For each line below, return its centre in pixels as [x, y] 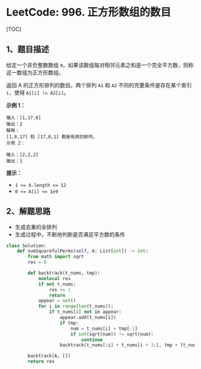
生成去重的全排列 [36, 227]
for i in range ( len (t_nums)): [76, 306]
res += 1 [60, 290]
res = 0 [37, 262]
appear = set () [57, 301]
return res [41, 362]
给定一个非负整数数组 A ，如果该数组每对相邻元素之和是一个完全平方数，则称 [100, 65]
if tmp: [69, 323]
